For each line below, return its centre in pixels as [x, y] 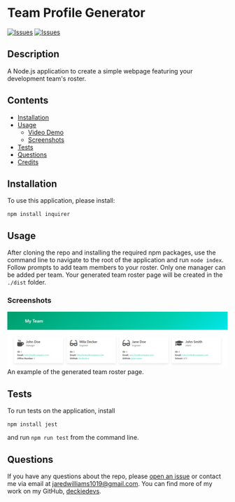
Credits [28, 162]
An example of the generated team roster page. [76, 372]
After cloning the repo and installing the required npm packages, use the [112, 252]
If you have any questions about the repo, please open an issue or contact [114, 476]
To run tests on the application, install [61, 411]
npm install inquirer [39, 215]
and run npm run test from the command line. [73, 438]
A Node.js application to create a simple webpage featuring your [100, 71]
